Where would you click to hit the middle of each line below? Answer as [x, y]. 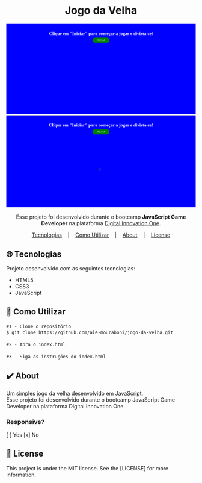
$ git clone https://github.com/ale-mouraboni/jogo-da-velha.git [90, 332]
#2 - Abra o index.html [36, 344]
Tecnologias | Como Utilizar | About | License [101, 235]
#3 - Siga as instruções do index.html [56, 357]
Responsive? [26, 422]
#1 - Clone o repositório [38, 326]
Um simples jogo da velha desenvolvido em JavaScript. [75, 393]
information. [21, 475]
